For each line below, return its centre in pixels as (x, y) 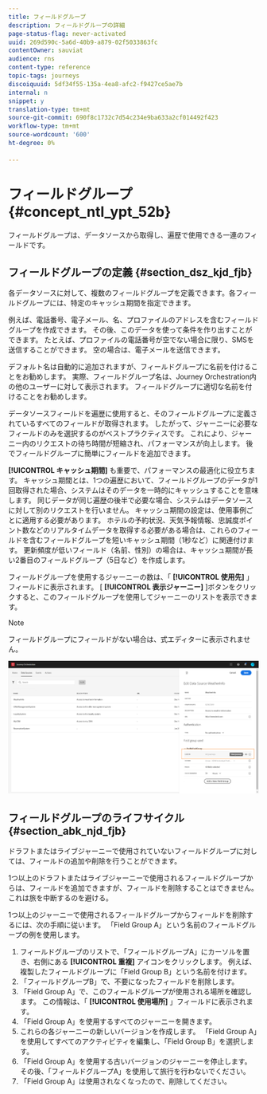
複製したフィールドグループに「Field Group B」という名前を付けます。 (135, 972)
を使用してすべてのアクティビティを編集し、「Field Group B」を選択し (133, 1041)
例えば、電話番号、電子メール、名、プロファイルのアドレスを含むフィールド (133, 320)
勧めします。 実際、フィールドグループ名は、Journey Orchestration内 (143, 377)
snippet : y (26, 101)
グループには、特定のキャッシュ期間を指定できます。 (108, 303)
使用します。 (63, 935)
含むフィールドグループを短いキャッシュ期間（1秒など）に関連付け (138, 540)
